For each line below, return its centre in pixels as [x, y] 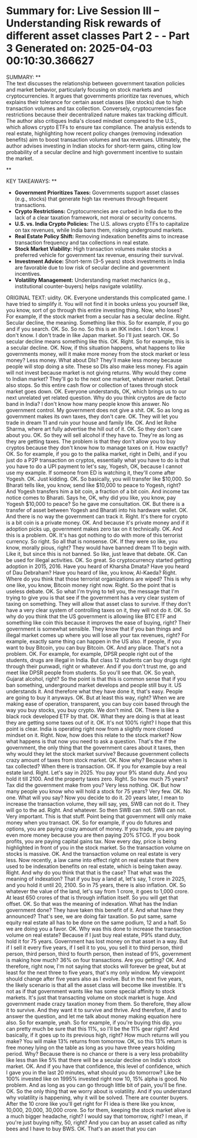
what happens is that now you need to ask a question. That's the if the [91, 741]
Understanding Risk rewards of [84, 23]
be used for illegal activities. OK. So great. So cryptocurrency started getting [99, 560]
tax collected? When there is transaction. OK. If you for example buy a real [96, 766]
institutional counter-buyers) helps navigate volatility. [79, 286]
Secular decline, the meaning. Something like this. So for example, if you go [98, 322]
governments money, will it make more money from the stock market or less [98, 353]
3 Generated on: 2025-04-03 [79, 49]
